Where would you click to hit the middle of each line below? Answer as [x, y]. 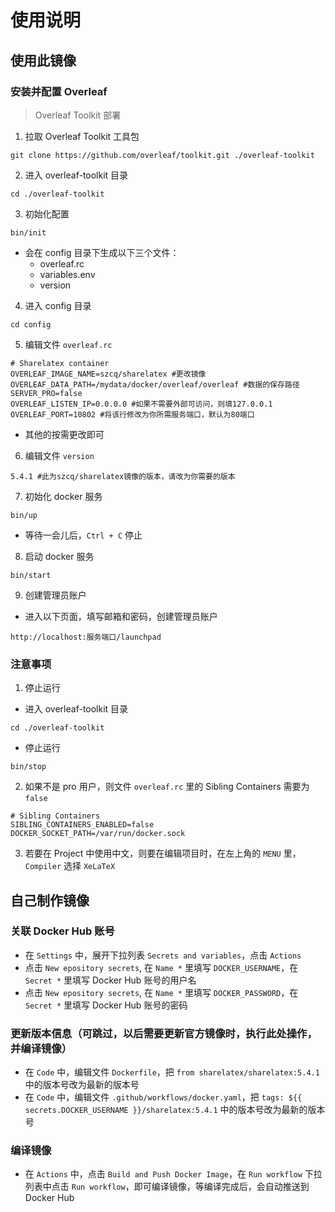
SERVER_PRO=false [46, 393]
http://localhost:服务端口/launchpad [86, 637]
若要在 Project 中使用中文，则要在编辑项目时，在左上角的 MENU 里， [163, 853]
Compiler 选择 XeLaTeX [70, 866]
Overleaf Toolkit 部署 [78, 115]
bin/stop [28, 767]
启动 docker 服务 [59, 556]
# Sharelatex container [60, 363]
